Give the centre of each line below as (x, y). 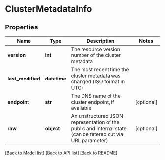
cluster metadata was (96, 76)
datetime (55, 79)
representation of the (95, 122)
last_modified (24, 79)
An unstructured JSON (97, 116)
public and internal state (99, 128)
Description (101, 41)
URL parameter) (89, 141)
